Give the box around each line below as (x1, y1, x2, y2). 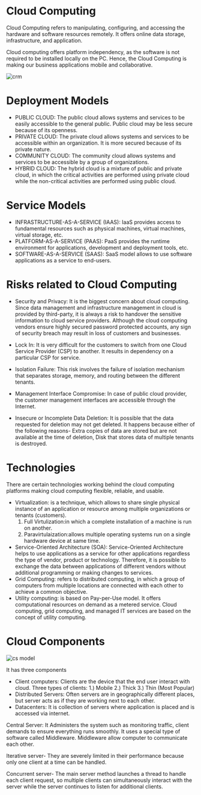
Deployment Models (6, 94, 109, 107)
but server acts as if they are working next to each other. (14, 697, 155, 704)
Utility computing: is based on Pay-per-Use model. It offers (14, 594, 161, 602)
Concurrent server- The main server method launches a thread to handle (6, 770, 187, 777)
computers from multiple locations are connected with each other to (14, 581, 184, 589)
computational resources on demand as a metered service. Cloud (14, 600, 177, 608)
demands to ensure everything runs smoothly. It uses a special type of (6, 728, 181, 735)
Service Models (6, 199, 86, 213)
